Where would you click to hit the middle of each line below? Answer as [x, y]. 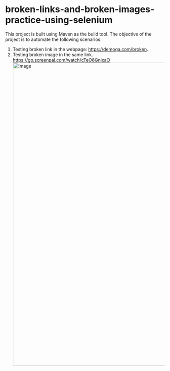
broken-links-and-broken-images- [80, 9]
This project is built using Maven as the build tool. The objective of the [78, 34]
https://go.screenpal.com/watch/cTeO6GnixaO [61, 60]
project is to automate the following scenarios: [54, 39]
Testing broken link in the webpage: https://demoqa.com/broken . [80, 49]
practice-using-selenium [59, 20]
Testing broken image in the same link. [53, 55]
